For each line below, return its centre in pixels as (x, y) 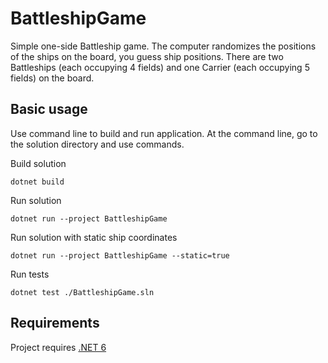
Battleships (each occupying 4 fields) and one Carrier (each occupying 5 (160, 67)
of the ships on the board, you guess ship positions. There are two (147, 56)
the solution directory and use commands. (97, 144)
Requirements (55, 323)
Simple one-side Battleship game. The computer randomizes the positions (163, 46)
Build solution (38, 163)
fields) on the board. (52, 78)
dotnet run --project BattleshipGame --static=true (120, 255)
